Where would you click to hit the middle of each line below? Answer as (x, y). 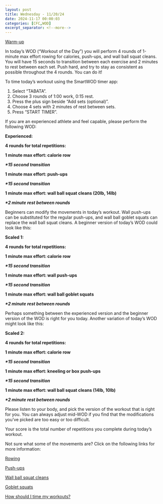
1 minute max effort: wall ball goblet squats (50, 294)
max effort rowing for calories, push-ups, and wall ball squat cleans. (88, 56)
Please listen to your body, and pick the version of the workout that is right (80, 409)
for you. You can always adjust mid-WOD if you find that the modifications (80, 414)
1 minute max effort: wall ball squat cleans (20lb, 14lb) (61, 193)
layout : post (18, 10)
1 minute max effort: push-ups (36, 174)
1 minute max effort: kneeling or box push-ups (53, 371)
